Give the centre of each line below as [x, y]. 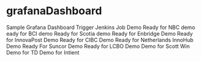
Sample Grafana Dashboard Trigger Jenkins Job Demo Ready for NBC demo [101, 27]
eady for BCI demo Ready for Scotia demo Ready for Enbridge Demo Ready [100, 33]
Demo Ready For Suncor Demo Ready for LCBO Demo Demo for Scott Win [98, 46]
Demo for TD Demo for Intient [43, 52]
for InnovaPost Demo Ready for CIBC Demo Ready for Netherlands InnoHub [100, 40]
